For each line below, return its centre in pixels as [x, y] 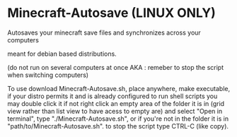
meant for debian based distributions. [62, 54]
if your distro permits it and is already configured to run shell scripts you [112, 96]
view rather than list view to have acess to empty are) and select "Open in [115, 111]
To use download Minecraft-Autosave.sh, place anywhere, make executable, [119, 88]
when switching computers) [48, 75]
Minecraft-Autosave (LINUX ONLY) [111, 13]
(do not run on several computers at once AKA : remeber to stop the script [116, 67]
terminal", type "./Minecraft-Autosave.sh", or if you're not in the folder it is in [118, 119]
